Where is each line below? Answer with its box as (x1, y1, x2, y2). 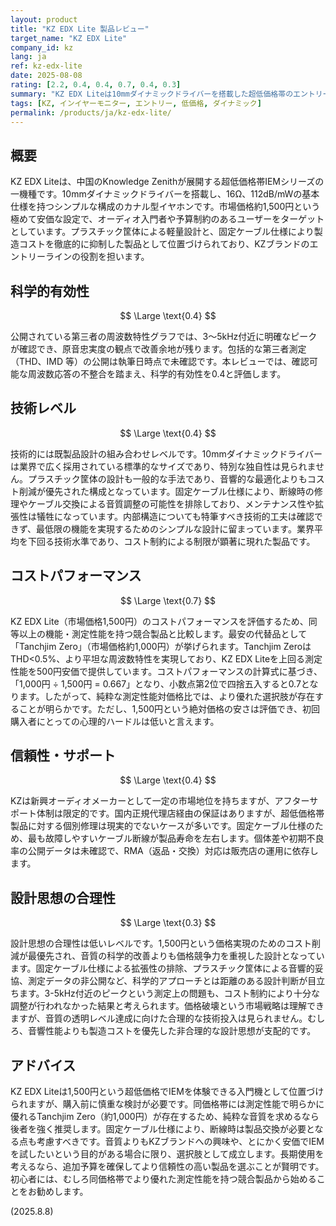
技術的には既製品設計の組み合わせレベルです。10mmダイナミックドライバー (10, 447, 323, 460)
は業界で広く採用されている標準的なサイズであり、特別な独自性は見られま (10, 460, 317, 472)
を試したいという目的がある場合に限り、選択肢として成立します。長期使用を (10, 1148, 325, 1160)
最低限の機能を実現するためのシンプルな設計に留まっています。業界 (36, 522, 315, 535)
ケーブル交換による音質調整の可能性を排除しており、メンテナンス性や (27, 497, 316, 510)
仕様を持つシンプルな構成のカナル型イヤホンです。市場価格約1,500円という (10, 201, 321, 213)
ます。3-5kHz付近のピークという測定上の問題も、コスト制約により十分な (18, 987, 321, 1000)
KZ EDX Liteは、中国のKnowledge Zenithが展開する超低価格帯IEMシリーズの (10, 176, 325, 188)
